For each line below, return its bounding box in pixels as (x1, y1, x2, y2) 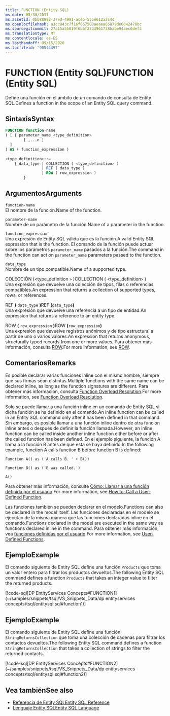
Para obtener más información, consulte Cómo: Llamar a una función (5, 483, 150, 489)
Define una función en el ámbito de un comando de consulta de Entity (5, 94, 151, 100)
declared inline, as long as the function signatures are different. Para (5, 383, 149, 389)
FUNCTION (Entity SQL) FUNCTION (5, 67, 154, 79)
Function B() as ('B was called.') (5, 465, 81, 471)
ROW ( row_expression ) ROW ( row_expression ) (5, 323, 103, 329)
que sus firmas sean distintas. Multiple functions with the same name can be (5, 377, 164, 383)
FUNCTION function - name (5, 128, 56, 133)
